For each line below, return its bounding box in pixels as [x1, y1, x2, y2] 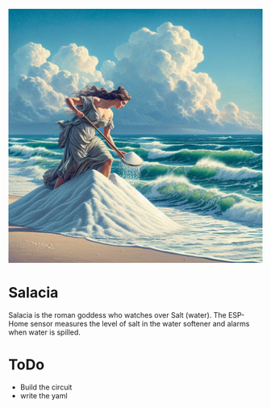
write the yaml [19, 390, 68, 400]
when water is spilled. [8, 327, 81, 337]
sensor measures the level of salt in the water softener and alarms [30, 318, 250, 328]
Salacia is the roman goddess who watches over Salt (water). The [8, 310, 227, 319]
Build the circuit [19, 382, 73, 392]
